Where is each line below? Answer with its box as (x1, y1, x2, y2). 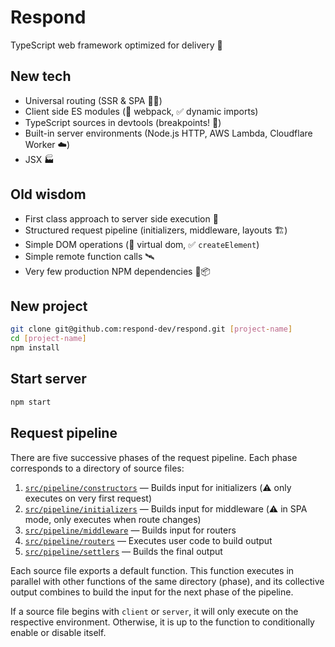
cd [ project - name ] (10, 334, 87, 344)
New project (10, 297, 88, 315)
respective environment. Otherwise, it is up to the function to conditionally (10, 616, 315, 628)
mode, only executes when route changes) (24, 513, 202, 525)
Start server (10, 371, 87, 388)
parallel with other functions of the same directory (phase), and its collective (10, 575, 325, 587)
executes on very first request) (24, 492, 153, 504)
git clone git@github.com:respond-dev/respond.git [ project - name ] (10, 324, 293, 335)
